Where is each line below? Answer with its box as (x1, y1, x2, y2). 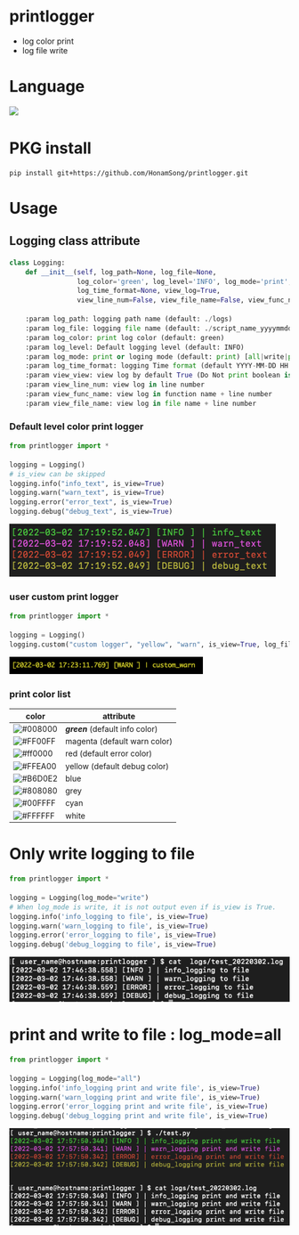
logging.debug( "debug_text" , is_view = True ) (9, 508, 174, 516)
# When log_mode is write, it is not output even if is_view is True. (9, 902, 277, 912)
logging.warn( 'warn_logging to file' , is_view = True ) (9, 922, 209, 930)
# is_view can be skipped (9, 469, 105, 478)
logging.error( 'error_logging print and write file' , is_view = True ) (9, 1102, 269, 1111)
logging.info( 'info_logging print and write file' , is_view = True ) (9, 1084, 261, 1093)
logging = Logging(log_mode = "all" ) (9, 1074, 141, 1083)
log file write (21, 45, 69, 55)
